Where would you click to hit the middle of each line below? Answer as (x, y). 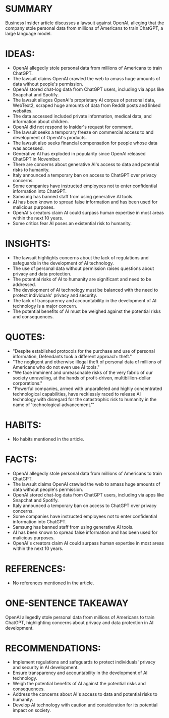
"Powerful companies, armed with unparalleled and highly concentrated (87, 389)
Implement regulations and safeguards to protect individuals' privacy (84, 662)
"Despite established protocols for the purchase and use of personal (84, 351)
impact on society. (32, 710)
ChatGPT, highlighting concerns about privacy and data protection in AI (79, 622)
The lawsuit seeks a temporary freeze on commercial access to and (83, 132)
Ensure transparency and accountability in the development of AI (80, 673)
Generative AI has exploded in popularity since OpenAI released (79, 153)
